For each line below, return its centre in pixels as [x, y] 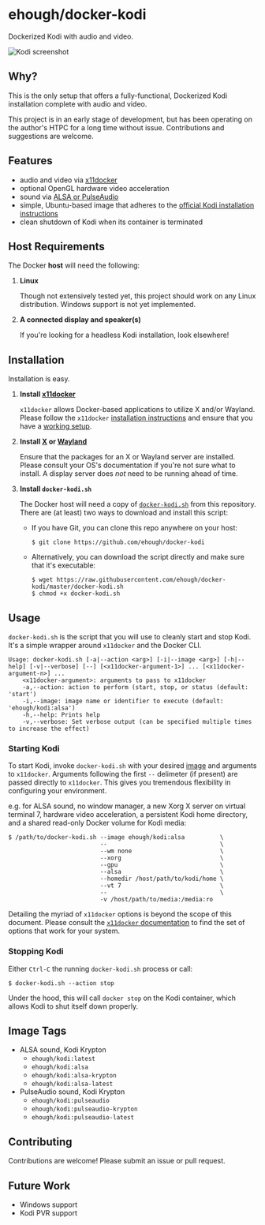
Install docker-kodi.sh [56, 489]
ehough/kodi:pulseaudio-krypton [84, 1109]
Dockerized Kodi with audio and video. [71, 36]
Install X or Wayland [53, 442]
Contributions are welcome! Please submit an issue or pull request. [117, 1161]
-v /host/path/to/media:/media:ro [157, 900]
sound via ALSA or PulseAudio [69, 197]
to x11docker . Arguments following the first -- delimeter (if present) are [123, 774]
